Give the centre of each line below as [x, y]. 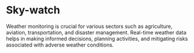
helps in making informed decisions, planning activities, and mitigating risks [97, 38]
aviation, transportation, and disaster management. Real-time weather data [96, 32]
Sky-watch [33, 10]
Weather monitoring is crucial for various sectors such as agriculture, [89, 26]
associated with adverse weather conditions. [60, 45]
